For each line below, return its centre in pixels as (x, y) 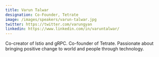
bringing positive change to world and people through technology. (75, 49)
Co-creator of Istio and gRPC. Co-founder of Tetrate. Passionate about (79, 43)
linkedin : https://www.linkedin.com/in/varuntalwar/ (62, 29)
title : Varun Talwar (27, 10)
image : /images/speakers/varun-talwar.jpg (51, 19)
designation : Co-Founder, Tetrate (42, 15)
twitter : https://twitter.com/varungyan (49, 24)
